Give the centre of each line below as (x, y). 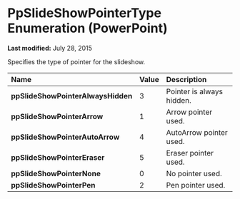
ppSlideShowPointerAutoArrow (65, 137)
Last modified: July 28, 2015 (50, 48)
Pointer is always (195, 91)
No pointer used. (194, 173)
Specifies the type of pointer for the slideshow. (76, 61)
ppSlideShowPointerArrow (57, 116)
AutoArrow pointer (197, 132)
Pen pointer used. (196, 185)
